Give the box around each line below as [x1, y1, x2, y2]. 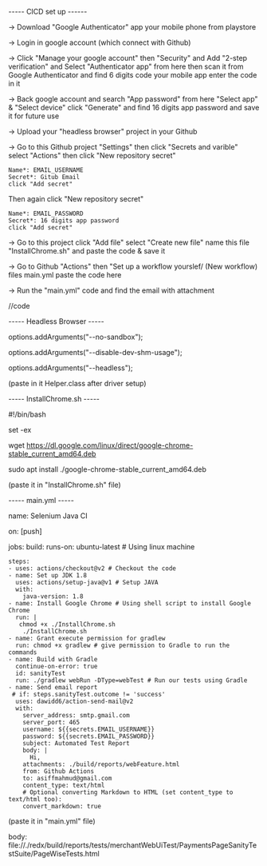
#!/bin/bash [8, 409, 46, 419]
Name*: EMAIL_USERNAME [8, 166, 84, 174]
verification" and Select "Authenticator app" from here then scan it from [8, 62, 244, 71]
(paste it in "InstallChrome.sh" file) [8, 480, 121, 489]
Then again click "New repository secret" [8, 194, 144, 203]
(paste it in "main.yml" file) [8, 816, 96, 826]
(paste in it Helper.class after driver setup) [8, 379, 147, 388]
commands [8, 649, 37, 656]
